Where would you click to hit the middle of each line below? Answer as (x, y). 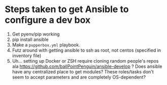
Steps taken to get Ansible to (67, 9)
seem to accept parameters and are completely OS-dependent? (79, 77)
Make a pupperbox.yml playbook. (46, 45)
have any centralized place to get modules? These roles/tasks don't (83, 71)
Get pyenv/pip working (36, 34)
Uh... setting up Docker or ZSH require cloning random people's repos (85, 61)
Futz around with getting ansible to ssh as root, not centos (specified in (86, 50)
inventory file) (27, 55)
